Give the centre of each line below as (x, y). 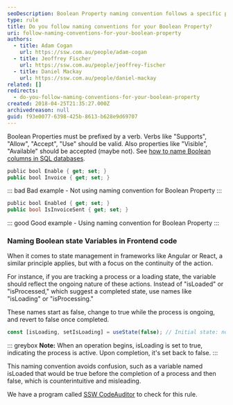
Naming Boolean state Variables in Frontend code (92, 241)
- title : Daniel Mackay (48, 71)
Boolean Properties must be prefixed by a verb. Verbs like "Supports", (107, 136)
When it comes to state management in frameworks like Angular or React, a (115, 256)
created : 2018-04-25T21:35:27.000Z (59, 104)
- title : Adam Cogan (43, 46)
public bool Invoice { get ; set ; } (59, 177)
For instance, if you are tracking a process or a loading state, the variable (112, 277)
